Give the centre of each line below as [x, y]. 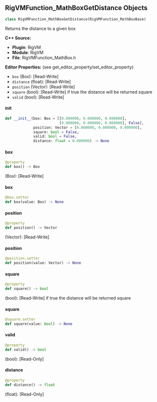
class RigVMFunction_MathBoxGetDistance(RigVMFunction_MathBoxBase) [76, 19]
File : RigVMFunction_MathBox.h [44, 57]
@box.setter [17, 198]
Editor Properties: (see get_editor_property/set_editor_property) [70, 67]
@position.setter [23, 259]
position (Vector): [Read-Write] [43, 86]
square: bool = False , [56, 132]
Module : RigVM [28, 52]
